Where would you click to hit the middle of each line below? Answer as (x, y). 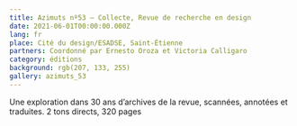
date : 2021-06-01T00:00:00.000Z (70, 26)
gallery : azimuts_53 (48, 76)
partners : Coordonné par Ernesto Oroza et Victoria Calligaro (128, 51)
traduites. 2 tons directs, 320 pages (76, 111)
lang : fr (26, 34)
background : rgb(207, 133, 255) (70, 68)
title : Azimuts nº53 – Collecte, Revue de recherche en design (130, 18)
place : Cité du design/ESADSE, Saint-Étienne (96, 43)
